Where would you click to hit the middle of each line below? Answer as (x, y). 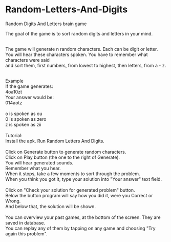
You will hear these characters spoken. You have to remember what (77, 54)
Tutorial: (14, 135)
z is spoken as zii (24, 124)
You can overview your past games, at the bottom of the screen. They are (83, 217)
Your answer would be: (29, 97)
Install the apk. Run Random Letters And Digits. (55, 141)
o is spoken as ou (24, 114)
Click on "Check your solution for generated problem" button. (70, 190)
